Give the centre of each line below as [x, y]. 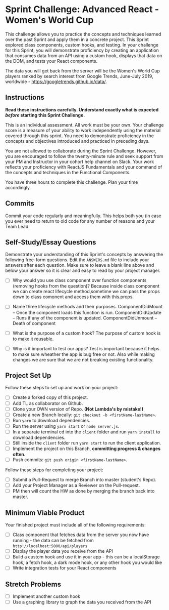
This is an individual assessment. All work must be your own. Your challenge [84, 125]
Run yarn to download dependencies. [51, 420]
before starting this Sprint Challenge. [45, 115]
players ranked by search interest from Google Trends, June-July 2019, [79, 76]
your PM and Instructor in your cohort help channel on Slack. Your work [80, 161]
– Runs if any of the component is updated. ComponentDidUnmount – [85, 318]
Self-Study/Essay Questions [51, 242]
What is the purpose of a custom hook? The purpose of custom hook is [87, 333]
